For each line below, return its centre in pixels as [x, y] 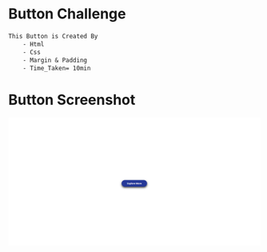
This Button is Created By [53, 36]
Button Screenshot [72, 100]
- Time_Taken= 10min [57, 68]
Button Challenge [67, 14]
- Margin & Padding [55, 60]
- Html [34, 44]
